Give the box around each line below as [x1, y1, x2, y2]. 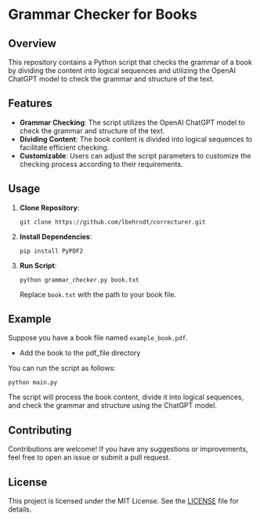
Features [8, 96, 52, 111]
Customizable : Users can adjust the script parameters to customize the [19, 151, 251, 160]
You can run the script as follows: [8, 363, 116, 373]
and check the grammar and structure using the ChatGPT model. [8, 401, 218, 410]
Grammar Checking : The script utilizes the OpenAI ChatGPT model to [19, 118, 245, 127]
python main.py [8, 379, 58, 387]
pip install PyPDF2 [19, 247, 84, 255]
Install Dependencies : [19, 231, 92, 241]
